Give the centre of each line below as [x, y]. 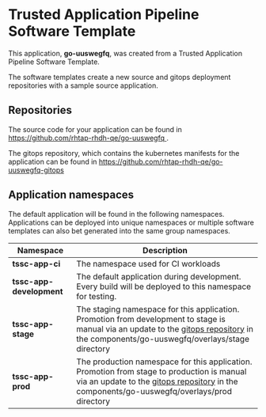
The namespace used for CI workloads [148, 263]
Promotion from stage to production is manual [161, 371]
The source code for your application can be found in [95, 129]
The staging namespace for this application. [158, 309]
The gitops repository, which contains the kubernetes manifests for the [124, 153]
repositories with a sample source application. [83, 85]
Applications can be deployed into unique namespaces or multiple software [131, 222]
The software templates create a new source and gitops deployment [120, 77]
